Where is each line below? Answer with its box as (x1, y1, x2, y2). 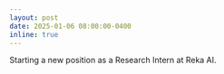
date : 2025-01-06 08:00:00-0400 (9, 22, 131, 31)
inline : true (9, 30, 59, 39)
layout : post (9, 13, 59, 23)
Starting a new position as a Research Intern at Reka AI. (9, 55, 217, 66)
